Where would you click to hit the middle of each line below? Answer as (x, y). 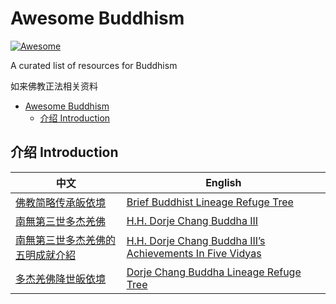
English (223, 182)
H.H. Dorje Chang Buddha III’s (196, 240)
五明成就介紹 (46, 255)
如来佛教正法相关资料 (54, 86)
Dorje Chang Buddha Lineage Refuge (214, 272)
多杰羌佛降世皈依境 (61, 279)
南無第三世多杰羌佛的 (66, 240)
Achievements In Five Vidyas (194, 253)
